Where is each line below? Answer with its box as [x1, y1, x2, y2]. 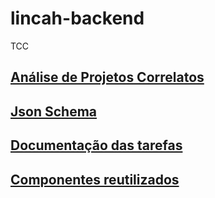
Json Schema [10, 103, 98, 120]
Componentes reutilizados [10, 171, 180, 188]
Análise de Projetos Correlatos [10, 69, 205, 86]
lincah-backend [10, 7, 145, 30]
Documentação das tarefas [10, 137, 183, 154]
